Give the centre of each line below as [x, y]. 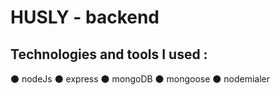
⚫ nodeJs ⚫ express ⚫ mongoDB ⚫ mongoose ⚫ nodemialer [140, 79]
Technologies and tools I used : [109, 54]
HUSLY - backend [85, 17]
